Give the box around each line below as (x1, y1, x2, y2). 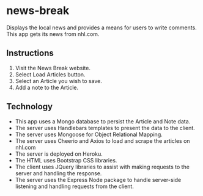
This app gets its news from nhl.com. (6, 30, 100, 37)
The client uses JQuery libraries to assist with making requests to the (15, 163, 190, 170)
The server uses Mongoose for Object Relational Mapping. (15, 131, 163, 138)
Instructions (6, 48, 54, 59)
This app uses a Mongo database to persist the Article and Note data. (15, 117, 191, 125)
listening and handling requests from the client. (15, 183, 135, 190)
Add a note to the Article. (15, 84, 78, 91)
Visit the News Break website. (15, 64, 90, 71)
